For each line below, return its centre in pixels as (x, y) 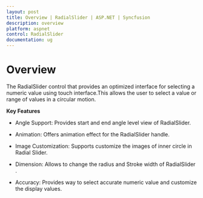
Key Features (23, 111)
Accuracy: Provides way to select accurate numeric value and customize (106, 182)
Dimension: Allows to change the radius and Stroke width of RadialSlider (105, 164)
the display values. (38, 188)
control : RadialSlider (35, 34)
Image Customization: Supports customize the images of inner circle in (103, 146)
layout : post (23, 12)
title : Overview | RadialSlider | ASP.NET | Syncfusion (78, 18)
